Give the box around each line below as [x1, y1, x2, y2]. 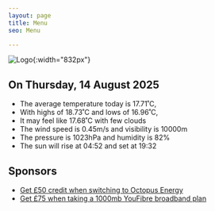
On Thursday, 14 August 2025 [8, 78, 160, 91]
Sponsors [8, 164, 57, 178]
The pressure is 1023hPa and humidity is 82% [19, 132, 171, 143]
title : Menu [8, 19, 48, 27]
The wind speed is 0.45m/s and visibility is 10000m [19, 125, 188, 134]
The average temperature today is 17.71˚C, [19, 99, 157, 109]
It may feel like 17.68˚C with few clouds [19, 116, 147, 125]
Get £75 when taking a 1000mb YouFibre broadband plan [19, 194, 207, 203]
